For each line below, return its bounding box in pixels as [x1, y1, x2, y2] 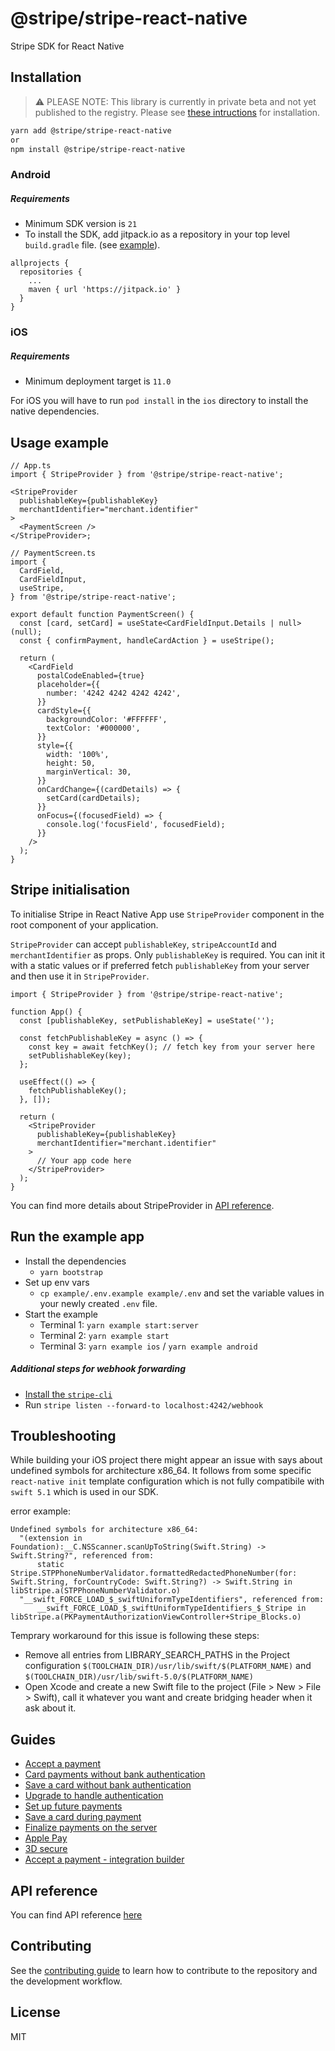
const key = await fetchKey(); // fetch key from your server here [28, 1042, 315, 1052]
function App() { [10, 1007, 83, 1017]
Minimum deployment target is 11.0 [24, 375, 172, 387]
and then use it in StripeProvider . [10, 970, 150, 982]
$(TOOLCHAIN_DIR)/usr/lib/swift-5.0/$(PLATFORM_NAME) [24, 1672, 254, 1682]
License [10, 2004, 61, 2021]
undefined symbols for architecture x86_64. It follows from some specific [10, 1465, 312, 1477]
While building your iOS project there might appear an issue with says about [10, 1454, 323, 1466]
